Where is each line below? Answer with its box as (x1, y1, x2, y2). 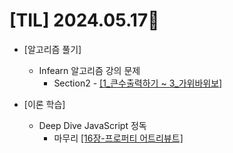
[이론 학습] (23, 98, 66, 110)
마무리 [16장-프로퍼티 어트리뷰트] (53, 132, 184, 144)
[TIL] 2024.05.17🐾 (9, 9, 160, 32)
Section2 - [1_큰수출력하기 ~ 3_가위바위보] (53, 77, 223, 89)
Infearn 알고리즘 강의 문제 (38, 64, 141, 76)
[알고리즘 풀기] (23, 43, 82, 55)
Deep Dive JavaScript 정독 (38, 119, 147, 131)
